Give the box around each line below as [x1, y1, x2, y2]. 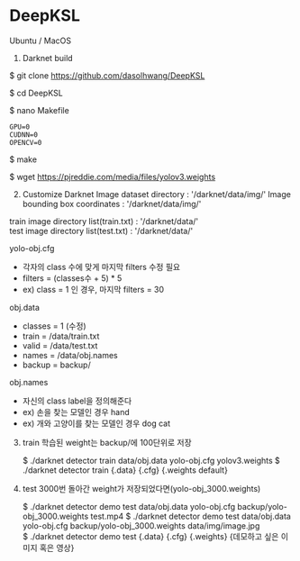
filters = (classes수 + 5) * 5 [22, 272, 123, 284]
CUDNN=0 [9, 130, 39, 140]
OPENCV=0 [9, 138, 42, 147]
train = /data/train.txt [22, 330, 100, 341]
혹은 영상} [39, 542, 75, 553]
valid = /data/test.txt [22, 339, 98, 351]
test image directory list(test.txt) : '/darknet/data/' [9, 225, 194, 236]
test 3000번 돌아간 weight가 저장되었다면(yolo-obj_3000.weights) [22, 483, 261, 493]
